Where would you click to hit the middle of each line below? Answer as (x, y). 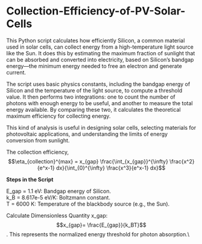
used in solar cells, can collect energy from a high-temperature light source (100, 47)
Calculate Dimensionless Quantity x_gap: (57, 215)
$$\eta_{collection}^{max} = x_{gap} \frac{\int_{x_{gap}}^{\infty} (88, 161)
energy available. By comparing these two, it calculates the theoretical (93, 109)
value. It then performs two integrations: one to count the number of (91, 97)
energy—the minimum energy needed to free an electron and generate (94, 66)
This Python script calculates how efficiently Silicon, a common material (96, 40)
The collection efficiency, (38, 152)
